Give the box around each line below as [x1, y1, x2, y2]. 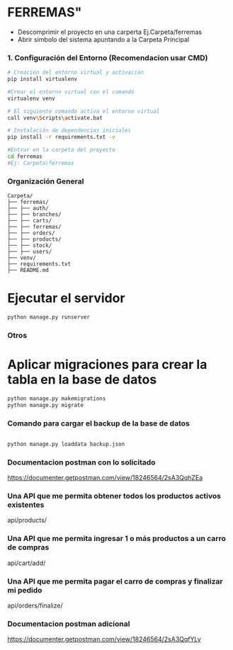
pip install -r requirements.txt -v [7, 134, 115, 141]
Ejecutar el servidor [7, 290, 125, 307]
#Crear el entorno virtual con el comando [7, 88, 135, 96]
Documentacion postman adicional [7, 619, 130, 629]
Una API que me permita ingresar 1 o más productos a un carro [7, 534, 227, 544]
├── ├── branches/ [7, 211, 62, 218]
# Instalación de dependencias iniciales [7, 127, 132, 135]
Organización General [7, 176, 84, 186]
